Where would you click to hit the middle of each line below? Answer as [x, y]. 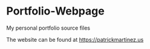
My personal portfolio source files [48, 28]
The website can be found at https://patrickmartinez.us [75, 39]
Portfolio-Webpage [55, 11]
